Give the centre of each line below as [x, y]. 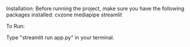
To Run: [15, 26]
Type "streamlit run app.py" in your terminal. [60, 37]
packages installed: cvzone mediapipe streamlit [64, 15]
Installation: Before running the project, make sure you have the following [95, 9]
